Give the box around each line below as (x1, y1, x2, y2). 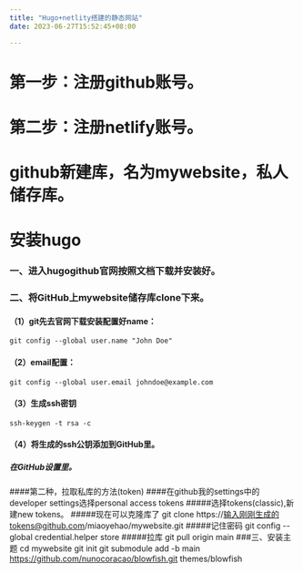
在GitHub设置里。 (9, 461, 77, 472)
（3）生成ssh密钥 (9, 398, 77, 409)
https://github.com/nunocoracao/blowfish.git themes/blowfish (9, 553, 243, 565)
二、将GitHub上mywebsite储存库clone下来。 (9, 292, 209, 304)
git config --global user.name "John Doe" (9, 336, 173, 346)
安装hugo (9, 230, 82, 251)
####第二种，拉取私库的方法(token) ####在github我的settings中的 (9, 486, 260, 497)
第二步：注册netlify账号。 (9, 117, 203, 138)
